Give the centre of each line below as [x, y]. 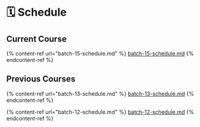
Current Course [37, 39]
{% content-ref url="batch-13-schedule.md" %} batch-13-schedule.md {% [100, 94]
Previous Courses [41, 79]
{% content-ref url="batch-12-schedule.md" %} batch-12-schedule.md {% [100, 112]
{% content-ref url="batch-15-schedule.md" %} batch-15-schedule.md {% [100, 53]
